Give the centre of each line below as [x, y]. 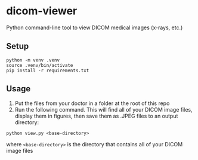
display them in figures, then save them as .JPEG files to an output [96, 116]
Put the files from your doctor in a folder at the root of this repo [92, 103]
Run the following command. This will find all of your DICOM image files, [103, 109]
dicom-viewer [42, 11]
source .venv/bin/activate [40, 65]
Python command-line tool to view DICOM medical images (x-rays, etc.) [95, 27]
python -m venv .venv [33, 60]
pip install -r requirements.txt [48, 70]
